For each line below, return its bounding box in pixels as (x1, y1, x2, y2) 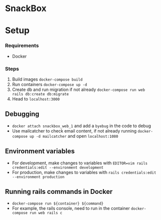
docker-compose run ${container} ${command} (12, 201, 104, 206)
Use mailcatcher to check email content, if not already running (12, 128, 137, 133)
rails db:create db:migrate (12, 91, 69, 97)
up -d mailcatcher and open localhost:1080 (30, 133, 118, 139)
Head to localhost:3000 (12, 96, 60, 102)
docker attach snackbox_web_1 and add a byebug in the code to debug (12, 123, 151, 129)
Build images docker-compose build (12, 76, 83, 82)
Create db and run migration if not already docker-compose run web (12, 87, 145, 92)
